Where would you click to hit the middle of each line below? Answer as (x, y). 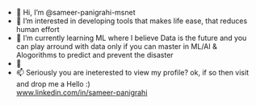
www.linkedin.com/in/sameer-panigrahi (82, 93)
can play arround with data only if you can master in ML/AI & (117, 46)
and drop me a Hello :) (53, 84)
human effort (38, 29)
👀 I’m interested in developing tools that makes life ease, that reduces (132, 21)
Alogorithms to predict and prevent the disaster (94, 55)
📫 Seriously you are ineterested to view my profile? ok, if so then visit (132, 73)
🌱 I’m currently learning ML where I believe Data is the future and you (131, 38)
